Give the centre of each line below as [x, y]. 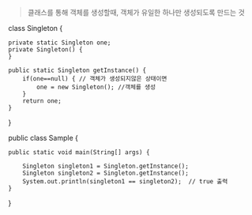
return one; [42, 101]
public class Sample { [43, 138]
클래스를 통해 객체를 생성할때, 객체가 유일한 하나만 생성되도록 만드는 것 [136, 12]
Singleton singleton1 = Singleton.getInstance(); [106, 166]
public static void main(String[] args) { [79, 153]
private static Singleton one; [60, 43]
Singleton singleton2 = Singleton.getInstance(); [106, 173]
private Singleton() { [45, 50]
